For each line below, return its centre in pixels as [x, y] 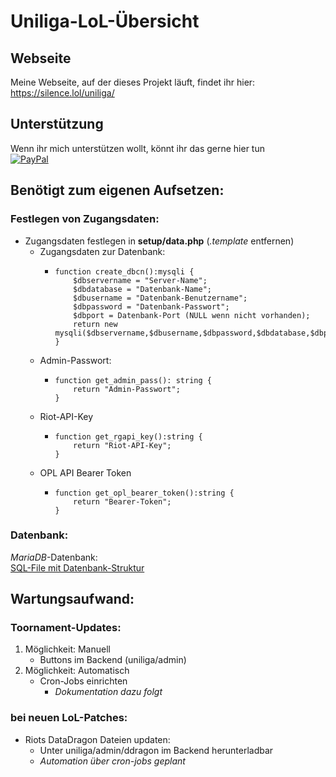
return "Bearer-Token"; [122, 501]
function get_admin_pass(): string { [133, 380]
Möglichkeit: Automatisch [77, 671]
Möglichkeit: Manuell [67, 649]
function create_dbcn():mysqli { [124, 271]
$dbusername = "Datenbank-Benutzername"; [160, 298]
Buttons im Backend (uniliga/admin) [113, 660]
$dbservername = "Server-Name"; [140, 280]
